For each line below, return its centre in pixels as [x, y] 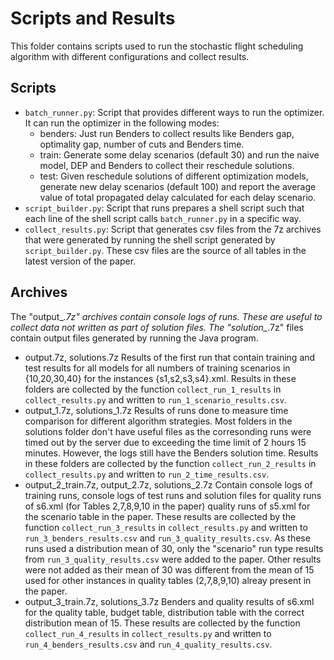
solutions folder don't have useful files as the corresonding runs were [168, 431]
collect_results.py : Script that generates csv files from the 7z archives [173, 229]
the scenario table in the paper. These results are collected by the [160, 516]
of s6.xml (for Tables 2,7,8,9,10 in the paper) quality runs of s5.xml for [167, 506]
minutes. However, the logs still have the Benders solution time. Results [171, 453]
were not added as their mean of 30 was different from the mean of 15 [169, 569]
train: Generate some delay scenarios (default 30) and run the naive [179, 154]
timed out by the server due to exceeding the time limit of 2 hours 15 [165, 442]
